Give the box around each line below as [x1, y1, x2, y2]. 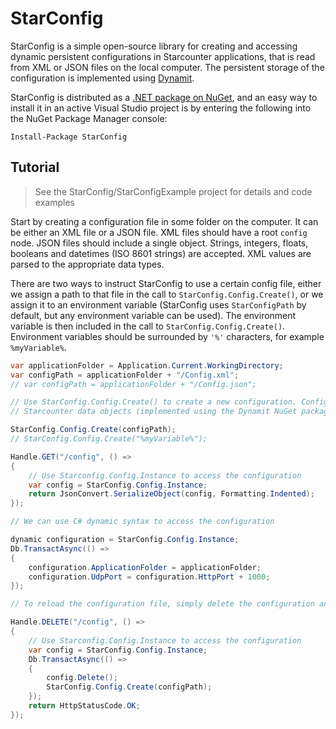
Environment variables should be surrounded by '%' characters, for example [10, 330, 325, 342]
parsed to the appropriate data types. [10, 258, 165, 270]
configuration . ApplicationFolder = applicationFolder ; [28, 562, 262, 572]
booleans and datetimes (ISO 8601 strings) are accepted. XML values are [10, 247, 312, 259]
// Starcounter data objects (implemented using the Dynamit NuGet [10, 407, 298, 417]
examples [34, 196, 75, 208]
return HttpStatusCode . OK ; [28, 701, 141, 711]
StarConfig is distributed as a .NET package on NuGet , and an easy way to [10, 91, 318, 103]
